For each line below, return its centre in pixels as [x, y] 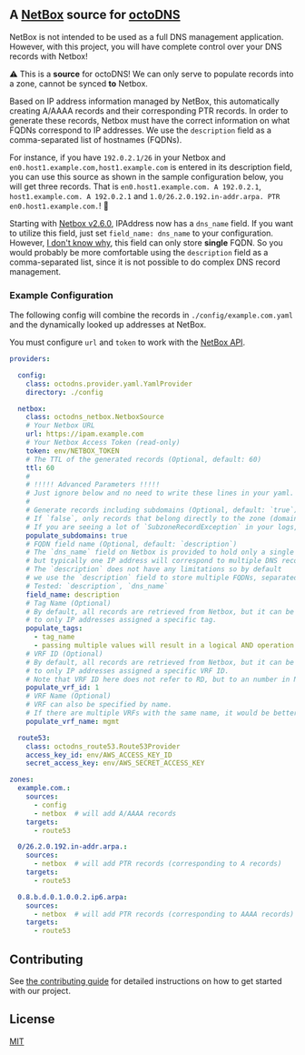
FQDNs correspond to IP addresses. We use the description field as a [141, 130]
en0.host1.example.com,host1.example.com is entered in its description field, [151, 166]
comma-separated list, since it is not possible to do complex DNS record [145, 262]
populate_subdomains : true [77, 536]
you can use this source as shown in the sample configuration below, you [147, 176]
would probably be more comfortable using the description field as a [139, 252]
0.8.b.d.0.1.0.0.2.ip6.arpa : [73, 897]
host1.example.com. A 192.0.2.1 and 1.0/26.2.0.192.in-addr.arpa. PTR [145, 196]
